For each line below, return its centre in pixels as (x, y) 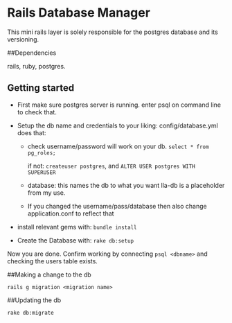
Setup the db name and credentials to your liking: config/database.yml (117, 125)
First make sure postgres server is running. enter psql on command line (119, 105)
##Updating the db (34, 300)
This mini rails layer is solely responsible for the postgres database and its (113, 32)
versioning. (23, 39)
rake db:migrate (30, 313)
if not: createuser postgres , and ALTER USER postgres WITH (111, 166)
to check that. (37, 112)
